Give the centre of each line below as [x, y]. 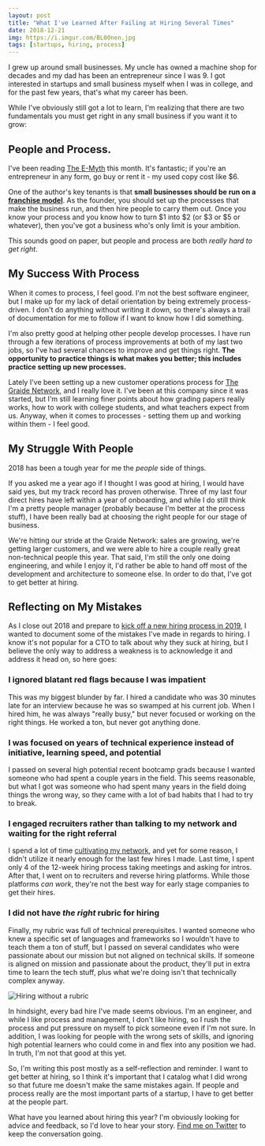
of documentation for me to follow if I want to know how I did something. [126, 318]
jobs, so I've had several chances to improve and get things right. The [121, 350]
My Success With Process [74, 274]
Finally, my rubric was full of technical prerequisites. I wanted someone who [132, 930]
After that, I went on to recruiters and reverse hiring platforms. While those [129, 875]
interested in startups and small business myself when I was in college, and [131, 84]
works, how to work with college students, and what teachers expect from [129, 407]
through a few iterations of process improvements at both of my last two [125, 342]
